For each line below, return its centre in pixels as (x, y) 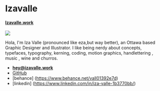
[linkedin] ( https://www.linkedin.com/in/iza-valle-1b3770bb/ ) (74, 84)
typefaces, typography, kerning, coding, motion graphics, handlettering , (79, 53)
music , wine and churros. (31, 58)
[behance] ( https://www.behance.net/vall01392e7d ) (65, 78)
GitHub (20, 73)
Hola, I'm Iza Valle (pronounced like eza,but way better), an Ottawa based (80, 43)
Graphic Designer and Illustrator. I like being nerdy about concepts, (74, 48)
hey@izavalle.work (33, 68)
